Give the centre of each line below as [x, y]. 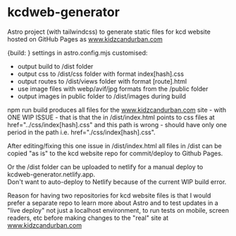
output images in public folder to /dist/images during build [102, 96]
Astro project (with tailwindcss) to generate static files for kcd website [109, 32]
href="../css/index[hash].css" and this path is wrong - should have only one [117, 124]
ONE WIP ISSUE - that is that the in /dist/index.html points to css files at [111, 117]
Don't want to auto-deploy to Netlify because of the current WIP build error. [117, 182]
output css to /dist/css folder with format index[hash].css [101, 74]
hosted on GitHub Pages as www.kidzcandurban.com [85, 39]
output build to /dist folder [55, 66]
